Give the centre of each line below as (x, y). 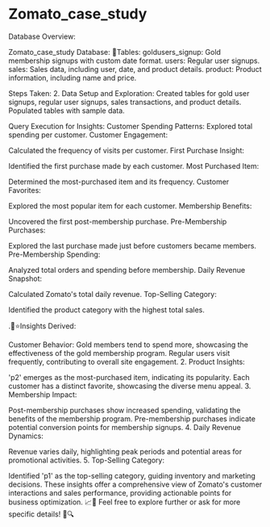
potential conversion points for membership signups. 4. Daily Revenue (125, 427)
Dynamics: (26, 436)
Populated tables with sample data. (66, 111)
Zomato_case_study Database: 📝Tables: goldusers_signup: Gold (115, 52)
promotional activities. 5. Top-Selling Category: (87, 460)
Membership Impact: (43, 394)
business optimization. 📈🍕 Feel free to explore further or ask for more (125, 502)
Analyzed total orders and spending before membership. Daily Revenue (127, 270)
